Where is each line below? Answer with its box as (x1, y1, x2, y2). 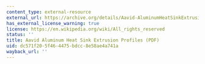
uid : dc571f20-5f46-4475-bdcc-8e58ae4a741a (6, 43, 119, 49)
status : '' (6, 32, 34, 38)
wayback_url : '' (6, 49, 48, 55)
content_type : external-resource (6, 9, 92, 15)
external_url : (6, 15, 43, 21)
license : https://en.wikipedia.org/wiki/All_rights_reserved (6, 26, 165, 32)
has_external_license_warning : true (6, 20, 99, 26)
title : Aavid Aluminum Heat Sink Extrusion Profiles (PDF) (6, 37, 160, 43)
